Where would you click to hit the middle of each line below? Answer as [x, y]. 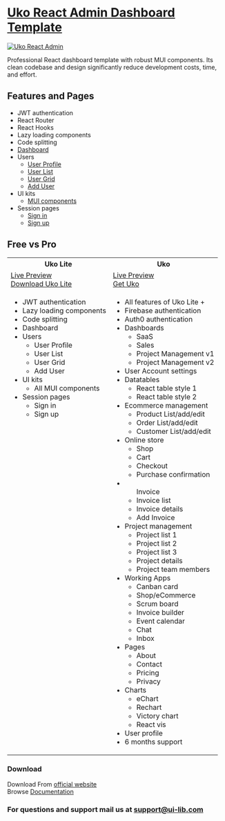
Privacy [148, 681]
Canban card [157, 586]
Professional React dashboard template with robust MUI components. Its [110, 59]
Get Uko [126, 284]
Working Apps [148, 577]
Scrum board [157, 604]
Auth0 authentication [159, 319]
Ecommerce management [166, 405]
